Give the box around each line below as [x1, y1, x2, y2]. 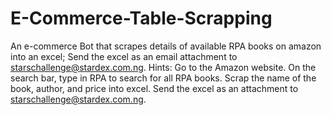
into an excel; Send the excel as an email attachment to [10, 50, 238, 62]
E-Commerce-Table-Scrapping [10, 7, 273, 30]
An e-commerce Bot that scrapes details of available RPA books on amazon [10, 40, 322, 52]
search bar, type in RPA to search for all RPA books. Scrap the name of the [10, 72, 317, 84]
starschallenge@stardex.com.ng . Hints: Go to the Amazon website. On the [10, 61, 317, 73]
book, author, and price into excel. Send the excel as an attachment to [10, 82, 299, 94]
